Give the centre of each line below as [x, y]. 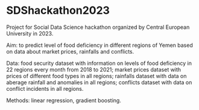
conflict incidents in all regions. [45, 88]
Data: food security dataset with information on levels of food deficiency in [99, 63]
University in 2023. [30, 33]
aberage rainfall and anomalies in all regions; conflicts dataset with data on [99, 82]
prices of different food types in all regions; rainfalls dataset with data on [96, 76]
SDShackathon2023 [58, 11]
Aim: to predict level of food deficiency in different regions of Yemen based [99, 45]
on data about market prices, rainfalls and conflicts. [70, 51]
